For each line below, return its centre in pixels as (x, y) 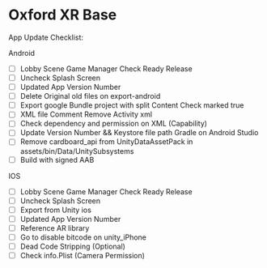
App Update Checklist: (46, 37)
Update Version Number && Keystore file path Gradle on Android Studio (139, 133)
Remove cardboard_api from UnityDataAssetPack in (106, 142)
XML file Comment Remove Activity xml (86, 114)
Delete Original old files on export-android (90, 96)
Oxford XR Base (63, 15)
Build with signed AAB (57, 160)
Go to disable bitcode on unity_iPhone (83, 237)
